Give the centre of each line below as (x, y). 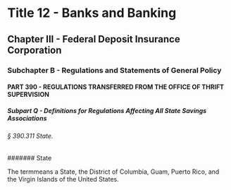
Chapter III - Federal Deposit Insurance (94, 39)
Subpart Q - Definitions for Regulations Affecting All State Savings (107, 110)
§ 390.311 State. (30, 136)
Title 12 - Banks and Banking (92, 13)
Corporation (35, 50)
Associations (27, 118)
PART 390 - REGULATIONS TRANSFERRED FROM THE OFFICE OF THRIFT (115, 87)
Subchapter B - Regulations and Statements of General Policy (114, 70)
